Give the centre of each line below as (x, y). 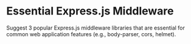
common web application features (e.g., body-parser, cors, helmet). (91, 34)
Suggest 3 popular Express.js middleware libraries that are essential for (96, 28)
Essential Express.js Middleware (90, 11)
